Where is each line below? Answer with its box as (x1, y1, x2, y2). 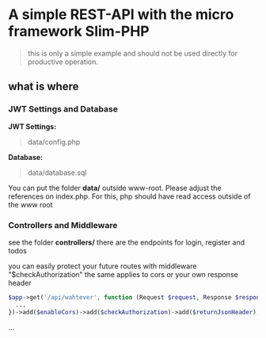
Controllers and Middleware (8, 219, 118, 230)
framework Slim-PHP (8, 22, 150, 40)
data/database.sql (27, 168, 87, 177)
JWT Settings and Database (8, 104, 119, 115)
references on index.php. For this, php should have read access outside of (8, 192, 251, 201)
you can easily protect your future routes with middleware (8, 261, 197, 271)
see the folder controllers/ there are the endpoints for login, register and (8, 237, 245, 247)
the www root (8, 199, 53, 209)
